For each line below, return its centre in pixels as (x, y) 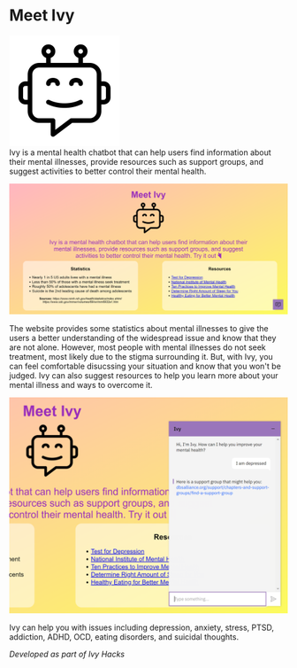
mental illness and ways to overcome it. (81, 384)
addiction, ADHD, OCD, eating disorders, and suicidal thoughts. (124, 637)
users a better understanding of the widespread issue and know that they (143, 338)
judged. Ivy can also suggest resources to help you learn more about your (144, 375)
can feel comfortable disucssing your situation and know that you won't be (145, 366)
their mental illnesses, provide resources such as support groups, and (136, 161)
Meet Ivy (42, 16)
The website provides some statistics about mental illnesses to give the (139, 328)
